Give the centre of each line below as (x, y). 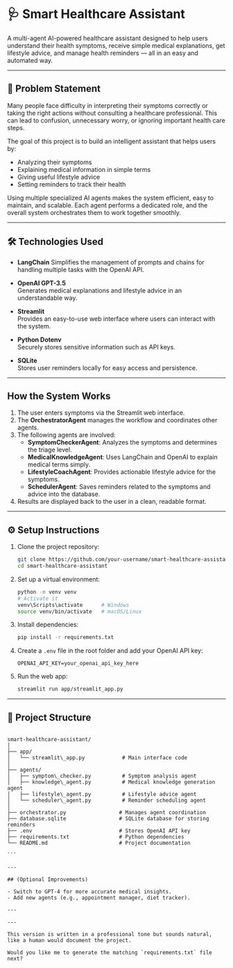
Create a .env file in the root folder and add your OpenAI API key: (110, 651)
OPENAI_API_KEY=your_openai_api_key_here (78, 664)
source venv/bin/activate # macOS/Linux (79, 611)
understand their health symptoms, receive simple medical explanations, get (116, 45)
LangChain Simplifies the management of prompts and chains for (111, 262)
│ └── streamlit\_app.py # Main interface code (97, 758)
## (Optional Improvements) (48, 880)
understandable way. (47, 298)
